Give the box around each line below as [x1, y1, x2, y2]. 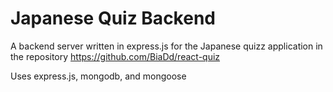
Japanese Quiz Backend [10, 7, 216, 30]
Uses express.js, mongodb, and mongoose [10, 70, 187, 82]
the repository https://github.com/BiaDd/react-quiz [10, 50, 221, 62]
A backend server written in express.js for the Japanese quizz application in [10, 40, 323, 52]
